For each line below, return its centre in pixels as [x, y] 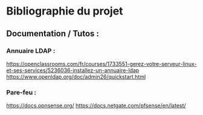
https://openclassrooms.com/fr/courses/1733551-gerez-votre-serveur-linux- [101, 64]
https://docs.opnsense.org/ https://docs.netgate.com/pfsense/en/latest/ [96, 106]
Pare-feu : [21, 92]
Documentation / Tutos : [53, 34]
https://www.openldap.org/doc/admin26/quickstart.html [76, 76]
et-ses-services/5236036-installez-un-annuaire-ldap [73, 70]
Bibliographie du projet [65, 11]
